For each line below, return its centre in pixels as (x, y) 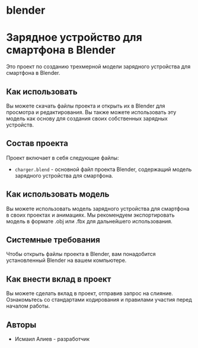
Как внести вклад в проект (59, 279)
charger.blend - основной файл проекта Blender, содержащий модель (103, 169)
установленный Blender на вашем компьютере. (66, 260)
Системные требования (53, 240)
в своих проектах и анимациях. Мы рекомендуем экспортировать (90, 215)
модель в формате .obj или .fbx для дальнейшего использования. (90, 221)
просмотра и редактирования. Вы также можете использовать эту (91, 112)
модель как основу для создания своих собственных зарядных (87, 118)
